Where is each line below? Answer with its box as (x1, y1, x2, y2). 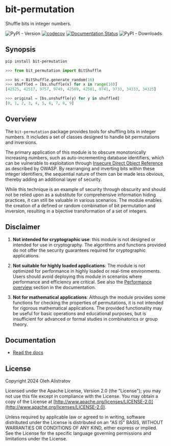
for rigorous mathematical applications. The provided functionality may (12, 305, 162, 311)
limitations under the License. (5, 436, 67, 442)
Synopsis (5, 45, 36, 54)
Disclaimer (5, 223, 40, 231)
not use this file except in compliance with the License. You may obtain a (5, 393, 158, 400)
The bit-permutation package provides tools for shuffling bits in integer (5, 128, 156, 134)
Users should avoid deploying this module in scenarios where (12, 273, 142, 279)
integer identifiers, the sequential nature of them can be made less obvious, (5, 171, 164, 177)
